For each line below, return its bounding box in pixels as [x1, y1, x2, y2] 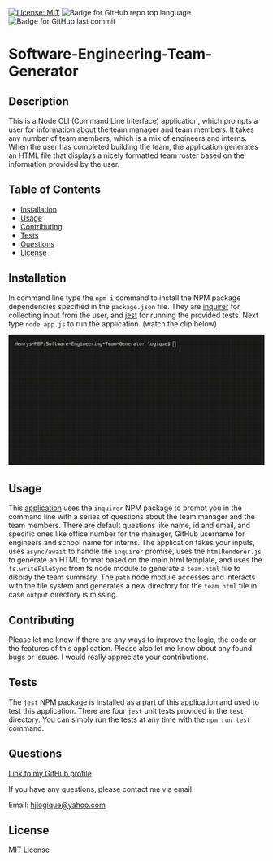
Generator [8, 62, 79, 81]
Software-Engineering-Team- [8, 45, 213, 63]
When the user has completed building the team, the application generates [8, 142, 258, 151]
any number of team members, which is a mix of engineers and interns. [8, 133, 248, 142]
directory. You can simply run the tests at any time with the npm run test [8, 715, 251, 724]
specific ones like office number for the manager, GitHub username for [8, 529, 245, 539]
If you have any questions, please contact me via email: [8, 784, 194, 793]
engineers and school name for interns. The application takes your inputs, [8, 538, 256, 548]
